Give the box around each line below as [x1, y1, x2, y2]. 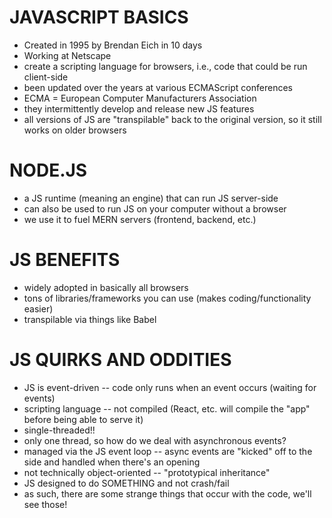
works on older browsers [23, 124, 127, 136]
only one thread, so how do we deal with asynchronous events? [23, 434, 287, 446]
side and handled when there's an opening [23, 456, 201, 468]
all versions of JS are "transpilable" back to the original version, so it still [23, 113, 322, 125]
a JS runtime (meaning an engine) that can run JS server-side [23, 192, 279, 204]
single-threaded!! [23, 424, 96, 436]
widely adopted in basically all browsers [23, 281, 189, 293]
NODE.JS [9, 159, 88, 182]
